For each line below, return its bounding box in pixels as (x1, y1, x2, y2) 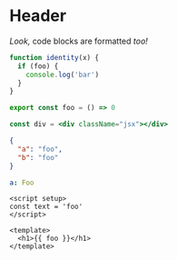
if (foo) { (17, 61, 59, 71)
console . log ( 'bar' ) (25, 70, 100, 79)
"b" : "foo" (17, 153, 59, 162)
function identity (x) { (9, 53, 100, 62)
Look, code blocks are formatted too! (9, 35, 148, 46)
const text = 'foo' (9, 202, 84, 212)
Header (9, 5, 66, 26)
